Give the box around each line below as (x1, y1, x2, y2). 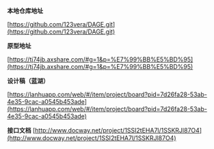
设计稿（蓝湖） (7, 77, 49, 85)
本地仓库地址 (7, 7, 43, 14)
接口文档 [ (7, 126, 36, 134)
